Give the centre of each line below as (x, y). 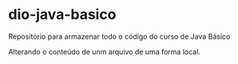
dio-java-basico (62, 15)
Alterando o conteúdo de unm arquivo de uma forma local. (105, 51)
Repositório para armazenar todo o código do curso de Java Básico (119, 36)
